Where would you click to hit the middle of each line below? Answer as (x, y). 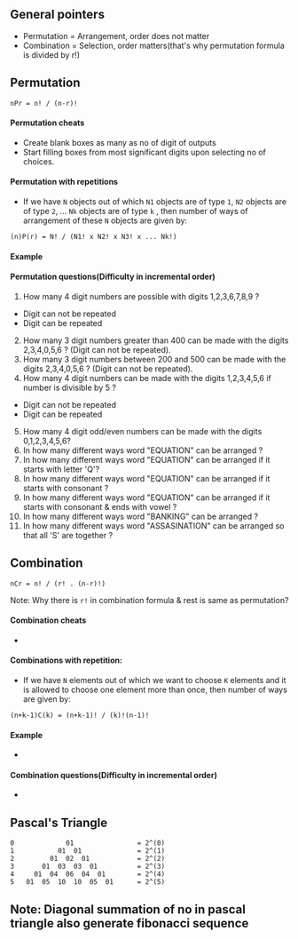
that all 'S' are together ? (68, 535)
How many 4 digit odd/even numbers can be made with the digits (142, 431)
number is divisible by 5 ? (69, 387)
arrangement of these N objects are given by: (105, 220)
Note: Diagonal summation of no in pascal (128, 909)
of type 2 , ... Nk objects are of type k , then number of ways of (135, 211)
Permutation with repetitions (64, 182)
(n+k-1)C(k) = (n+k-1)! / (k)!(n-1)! (80, 716)
